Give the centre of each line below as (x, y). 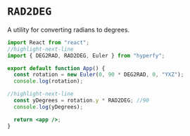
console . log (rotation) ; (48, 81)
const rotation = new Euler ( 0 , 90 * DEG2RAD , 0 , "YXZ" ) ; (99, 75)
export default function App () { (56, 68)
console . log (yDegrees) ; (48, 107)
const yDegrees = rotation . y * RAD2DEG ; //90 (82, 101)
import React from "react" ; (49, 42)
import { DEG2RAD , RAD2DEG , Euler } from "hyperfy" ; (86, 55)
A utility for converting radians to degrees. (69, 29)
